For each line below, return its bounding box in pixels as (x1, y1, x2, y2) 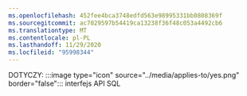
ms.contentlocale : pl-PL (8, 33, 91, 42)
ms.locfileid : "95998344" (8, 48, 94, 56)
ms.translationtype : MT (8, 26, 88, 34)
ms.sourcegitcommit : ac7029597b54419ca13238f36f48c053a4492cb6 (8, 19, 223, 27)
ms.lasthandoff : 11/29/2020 (8, 41, 102, 49)
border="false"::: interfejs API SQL (8, 79, 121, 88)
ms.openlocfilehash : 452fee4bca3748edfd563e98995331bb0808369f (8, 11, 223, 20)
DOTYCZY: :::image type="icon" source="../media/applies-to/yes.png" (8, 71, 240, 79)
